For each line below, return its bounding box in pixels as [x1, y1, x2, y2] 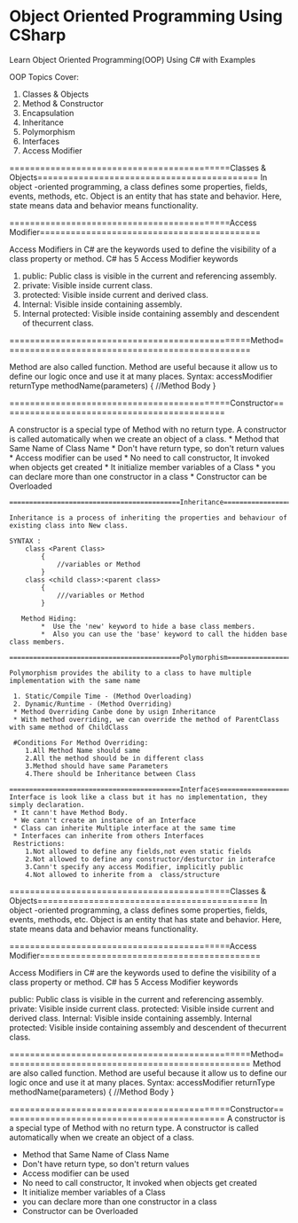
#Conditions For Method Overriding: [12, 738, 149, 747]
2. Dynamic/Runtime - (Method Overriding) [12, 699, 173, 709]
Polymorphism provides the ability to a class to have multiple [9, 668, 252, 678]
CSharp [9, 25, 67, 45]
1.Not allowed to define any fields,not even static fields [25, 847, 252, 856]
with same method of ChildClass [9, 723, 129, 732]
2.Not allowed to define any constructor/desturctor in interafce [25, 854, 276, 864]
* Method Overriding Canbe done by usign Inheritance [12, 707, 216, 716]
